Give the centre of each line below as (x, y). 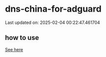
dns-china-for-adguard (53, 9)
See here (14, 49)
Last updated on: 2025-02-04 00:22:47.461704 (53, 22)
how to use (22, 38)
